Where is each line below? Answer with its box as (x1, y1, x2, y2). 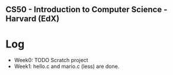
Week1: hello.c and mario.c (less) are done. (14, 63, 120, 70)
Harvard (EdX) (5, 14, 60, 24)
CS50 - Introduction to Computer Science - (5, 5, 168, 15)
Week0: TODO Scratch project (14, 57, 88, 64)
